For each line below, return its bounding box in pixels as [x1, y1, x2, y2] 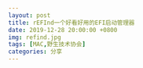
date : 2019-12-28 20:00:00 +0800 [8, 26, 118, 34]
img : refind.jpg [8, 33, 61, 41]
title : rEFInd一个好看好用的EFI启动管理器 [8, 19, 135, 27]
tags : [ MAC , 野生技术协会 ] [8, 41, 86, 48]
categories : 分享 [8, 48, 63, 55]
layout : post [8, 11, 51, 20]
